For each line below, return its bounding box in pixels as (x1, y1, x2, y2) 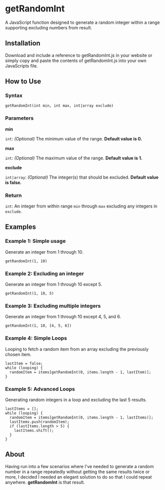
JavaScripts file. (5, 63, 38, 69)
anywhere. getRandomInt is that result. (5, 479, 85, 485)
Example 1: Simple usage (5, 238, 66, 245)
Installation (5, 39, 41, 48)
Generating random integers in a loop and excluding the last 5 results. (5, 397, 147, 403)
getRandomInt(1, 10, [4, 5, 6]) (5, 323, 72, 328)
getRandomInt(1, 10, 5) (5, 291, 54, 296)
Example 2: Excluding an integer (5, 270, 84, 277)
